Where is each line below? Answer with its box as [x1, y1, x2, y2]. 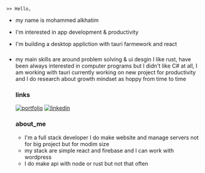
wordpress [24, 153, 52, 161]
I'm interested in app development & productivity [15, 28, 139, 36]
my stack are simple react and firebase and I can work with [24, 147, 174, 154]
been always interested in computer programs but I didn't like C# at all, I [15, 62, 198, 69]
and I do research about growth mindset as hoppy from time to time [15, 75, 187, 82]
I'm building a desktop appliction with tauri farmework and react [15, 40, 177, 47]
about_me [15, 120, 46, 128]
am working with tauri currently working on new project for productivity [15, 68, 196, 76]
